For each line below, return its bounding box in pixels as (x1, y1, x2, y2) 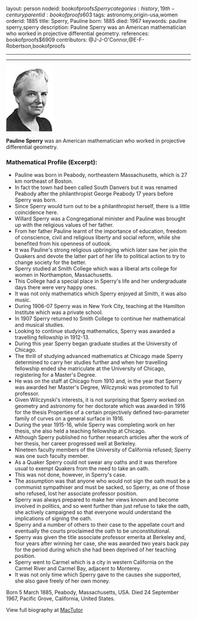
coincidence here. (14, 209, 59, 216)
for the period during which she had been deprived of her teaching (14, 546, 176, 553)
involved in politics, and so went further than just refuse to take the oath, (14, 503, 190, 510)
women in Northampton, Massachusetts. (14, 272, 113, 279)
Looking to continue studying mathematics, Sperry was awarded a (14, 327, 175, 334)
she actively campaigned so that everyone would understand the (14, 508, 172, 516)
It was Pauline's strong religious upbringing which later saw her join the (14, 246, 188, 253)
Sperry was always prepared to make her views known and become (14, 496, 179, 503)
